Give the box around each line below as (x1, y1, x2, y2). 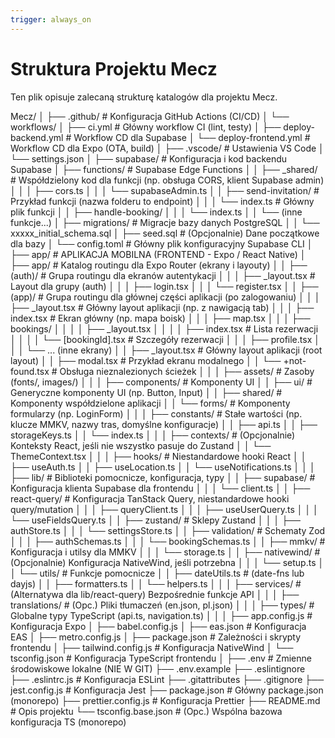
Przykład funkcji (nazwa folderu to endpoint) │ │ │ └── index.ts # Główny (10, 195, 315, 207)
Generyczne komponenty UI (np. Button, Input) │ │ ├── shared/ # (10, 386, 283, 398)
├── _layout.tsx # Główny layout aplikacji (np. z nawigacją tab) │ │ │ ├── (10, 301, 315, 313)
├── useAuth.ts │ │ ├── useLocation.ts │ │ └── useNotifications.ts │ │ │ (10, 461, 316, 473)
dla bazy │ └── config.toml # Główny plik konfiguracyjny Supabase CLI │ (10, 237, 313, 250)
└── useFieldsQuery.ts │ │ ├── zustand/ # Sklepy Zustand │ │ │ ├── (10, 514, 301, 526)
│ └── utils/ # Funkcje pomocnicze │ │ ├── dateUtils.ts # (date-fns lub (10, 567, 305, 579)
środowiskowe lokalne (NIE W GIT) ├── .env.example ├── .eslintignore (10, 662, 306, 675)
